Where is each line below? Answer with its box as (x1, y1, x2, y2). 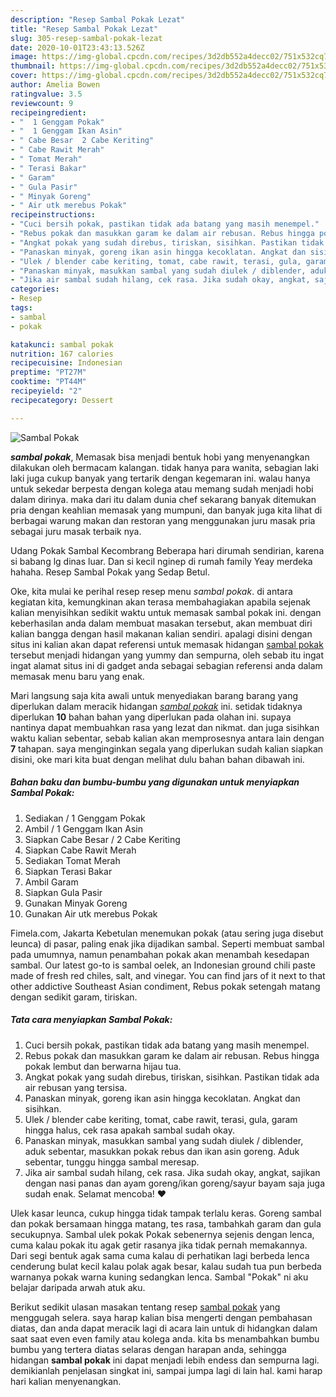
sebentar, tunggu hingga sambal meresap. (24, 1156, 200, 1168)
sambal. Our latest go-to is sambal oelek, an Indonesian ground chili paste (10, 959, 316, 971)
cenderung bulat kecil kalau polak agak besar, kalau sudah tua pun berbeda (10, 1260, 322, 1272)
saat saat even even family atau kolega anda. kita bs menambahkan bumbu (10, 1332, 320, 1345)
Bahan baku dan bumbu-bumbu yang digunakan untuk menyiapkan (10, 776, 300, 788)
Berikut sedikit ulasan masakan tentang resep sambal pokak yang (10, 1301, 281, 1313)
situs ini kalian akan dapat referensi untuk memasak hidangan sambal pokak (10, 638, 324, 650)
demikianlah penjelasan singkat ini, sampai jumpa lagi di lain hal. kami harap (10, 1364, 323, 1376)
